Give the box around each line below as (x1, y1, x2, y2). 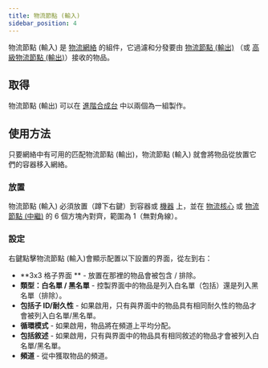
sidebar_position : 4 (8, 19, 78, 27)
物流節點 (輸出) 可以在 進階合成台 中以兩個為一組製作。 (8, 101, 190, 111)
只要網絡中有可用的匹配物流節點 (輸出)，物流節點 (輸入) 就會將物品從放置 (8, 149, 250, 159)
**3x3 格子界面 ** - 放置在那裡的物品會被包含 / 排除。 (19, 270, 201, 280)
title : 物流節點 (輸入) (8, 11, 80, 20)
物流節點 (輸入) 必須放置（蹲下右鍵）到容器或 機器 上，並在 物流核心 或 (8, 202, 243, 211)
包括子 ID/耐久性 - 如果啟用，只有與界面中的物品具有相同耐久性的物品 (19, 301, 250, 310)
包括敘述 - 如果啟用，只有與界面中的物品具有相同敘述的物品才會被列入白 (19, 330, 260, 340)
